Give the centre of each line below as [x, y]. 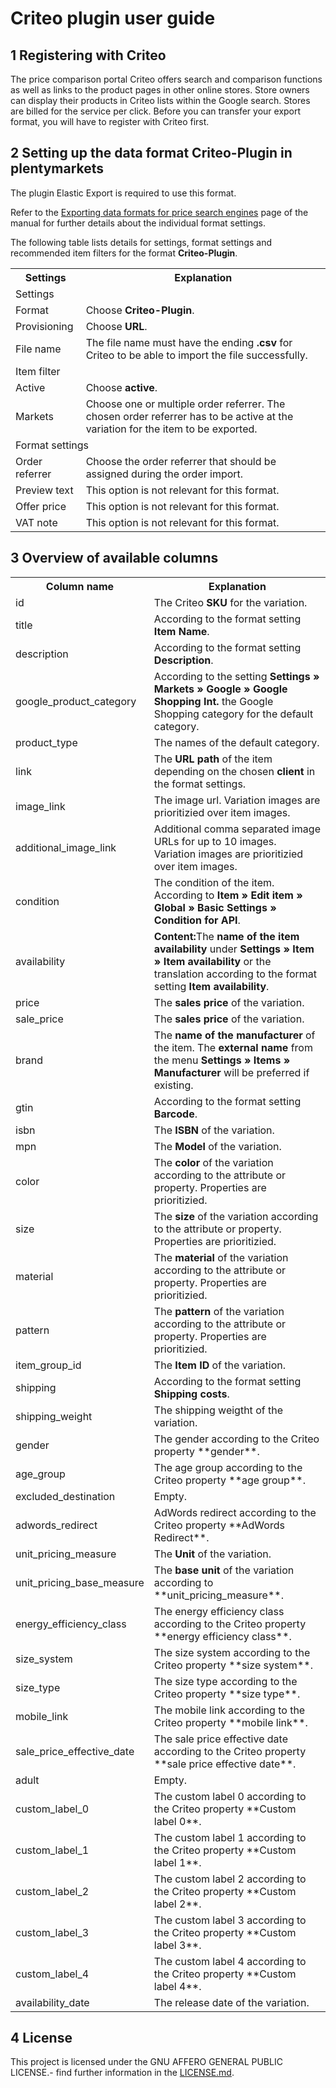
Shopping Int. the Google [213, 701]
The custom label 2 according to [230, 1879]
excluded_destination [65, 1496]
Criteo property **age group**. [229, 1480]
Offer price [41, 506]
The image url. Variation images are [237, 800]
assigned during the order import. [164, 474]
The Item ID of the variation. [220, 1365]
